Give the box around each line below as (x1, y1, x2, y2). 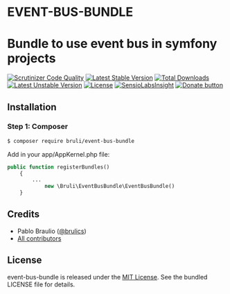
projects (7, 51, 57, 67)
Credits (7, 209, 40, 220)
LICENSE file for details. (7, 280, 76, 288)
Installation (7, 101, 57, 113)
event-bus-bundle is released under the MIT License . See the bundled (7, 273, 208, 281)
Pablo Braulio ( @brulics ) (17, 227, 87, 235)
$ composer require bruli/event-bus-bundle (7, 137, 135, 144)
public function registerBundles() (7, 164, 110, 171)
